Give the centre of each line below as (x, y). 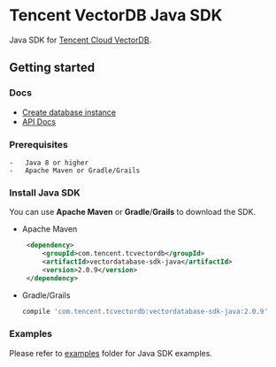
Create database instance (69, 112)
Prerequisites (38, 144)
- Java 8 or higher (49, 163)
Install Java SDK (45, 193)
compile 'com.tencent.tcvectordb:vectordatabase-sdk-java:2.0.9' (145, 311)
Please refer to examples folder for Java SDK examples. (111, 353)
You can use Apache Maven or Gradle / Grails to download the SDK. (133, 212)
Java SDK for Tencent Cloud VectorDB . (80, 40)
